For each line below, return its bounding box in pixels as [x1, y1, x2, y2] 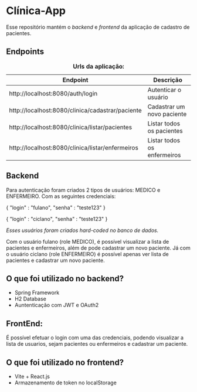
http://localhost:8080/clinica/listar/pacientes [9, 123, 133, 131]
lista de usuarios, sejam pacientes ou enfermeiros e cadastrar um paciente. [6, 340, 188, 347]
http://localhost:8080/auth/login [9, 89, 98, 97]
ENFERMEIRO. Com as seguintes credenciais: [6, 192, 116, 200]
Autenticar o [147, 86, 182, 94]
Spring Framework [14, 289, 60, 296]
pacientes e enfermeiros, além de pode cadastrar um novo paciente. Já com [6, 244, 191, 251]
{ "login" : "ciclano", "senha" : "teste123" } [6, 215, 108, 222]
